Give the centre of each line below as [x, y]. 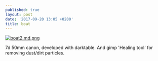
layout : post [19, 14]
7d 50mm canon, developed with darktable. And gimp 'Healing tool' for [79, 47]
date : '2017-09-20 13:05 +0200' [39, 19]
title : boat [18, 24]
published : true [22, 10]
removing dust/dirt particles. [35, 53]
